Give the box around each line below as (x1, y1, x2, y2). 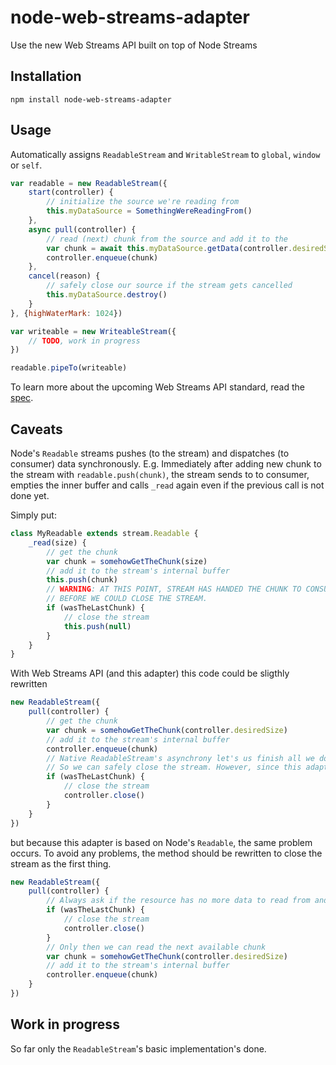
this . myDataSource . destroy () (46, 290, 168, 300)
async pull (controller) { (28, 224, 137, 235)
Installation (10, 68, 82, 85)
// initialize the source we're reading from (46, 197, 240, 207)
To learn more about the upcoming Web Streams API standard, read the (10, 381, 305, 393)
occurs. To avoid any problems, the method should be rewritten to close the (10, 847, 323, 859)
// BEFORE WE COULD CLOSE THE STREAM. (46, 594, 208, 604)
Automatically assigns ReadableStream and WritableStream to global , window (10, 148, 321, 160)
